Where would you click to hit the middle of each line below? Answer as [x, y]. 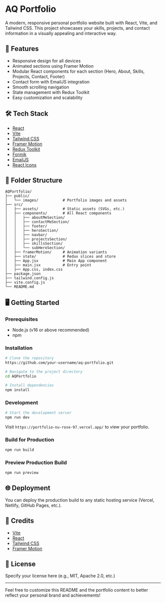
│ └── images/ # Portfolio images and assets [66, 200]
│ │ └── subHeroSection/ [35, 248]
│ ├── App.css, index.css [34, 270]
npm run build [20, 450]
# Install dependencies [30, 385]
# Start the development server [38, 413]
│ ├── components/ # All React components [58, 214]
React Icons [24, 165]
